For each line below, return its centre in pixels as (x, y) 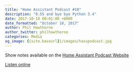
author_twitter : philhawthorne (37, 32)
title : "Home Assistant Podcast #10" (43, 9)
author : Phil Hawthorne (29, 28)
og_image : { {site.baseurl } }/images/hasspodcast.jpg (58, 41)
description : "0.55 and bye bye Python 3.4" (51, 14)
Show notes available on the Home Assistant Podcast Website (67, 55)
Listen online (18, 64)
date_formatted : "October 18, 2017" (42, 23)
